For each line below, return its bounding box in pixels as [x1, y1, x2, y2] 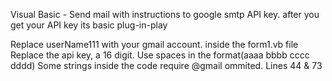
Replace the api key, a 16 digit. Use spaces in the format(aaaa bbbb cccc [10, 49, 310, 61]
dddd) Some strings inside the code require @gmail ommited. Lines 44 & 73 [10, 60, 323, 71]
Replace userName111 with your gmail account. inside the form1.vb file [10, 39, 299, 50]
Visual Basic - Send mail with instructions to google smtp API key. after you [10, 9, 320, 20]
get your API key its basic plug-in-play [10, 19, 168, 31]
